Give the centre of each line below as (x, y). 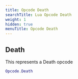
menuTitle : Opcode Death (32, 29)
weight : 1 (16, 19)
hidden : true (19, 24)
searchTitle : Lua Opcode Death (38, 15)
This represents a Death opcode (39, 62)
